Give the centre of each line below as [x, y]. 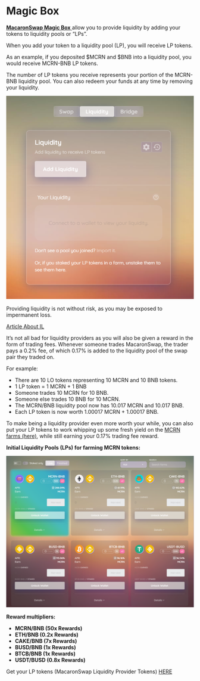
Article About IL [25, 326]
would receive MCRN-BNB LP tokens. [52, 63]
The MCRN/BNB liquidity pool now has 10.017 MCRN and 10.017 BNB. [99, 405]
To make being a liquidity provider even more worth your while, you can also [100, 423]
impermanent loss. [29, 315]
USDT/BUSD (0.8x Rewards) [50, 660]
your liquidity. [23, 87]
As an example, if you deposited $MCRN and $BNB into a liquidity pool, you [99, 57]
